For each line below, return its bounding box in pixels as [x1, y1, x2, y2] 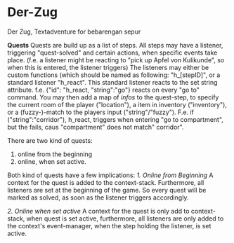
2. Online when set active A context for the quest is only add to [7, 207, 190, 215]
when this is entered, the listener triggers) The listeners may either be [7, 63, 209, 71]
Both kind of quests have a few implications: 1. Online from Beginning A [7, 171, 214, 179]
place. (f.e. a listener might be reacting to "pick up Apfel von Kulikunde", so [7, 55, 225, 64]
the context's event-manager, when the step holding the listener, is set [7, 221, 212, 230]
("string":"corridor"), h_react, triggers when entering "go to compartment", [7, 115, 223, 123]
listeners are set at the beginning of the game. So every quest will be [7, 186, 207, 194]
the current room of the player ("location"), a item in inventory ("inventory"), [7, 100, 227, 109]
